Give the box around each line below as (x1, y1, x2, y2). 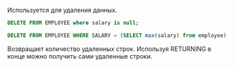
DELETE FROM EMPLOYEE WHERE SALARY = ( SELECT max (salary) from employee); (7, 31, 230, 39)
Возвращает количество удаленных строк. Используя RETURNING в (7, 45, 212, 53)
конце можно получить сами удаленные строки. (7, 52, 152, 60)
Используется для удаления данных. (7, 6, 117, 14)
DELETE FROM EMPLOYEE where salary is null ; (7, 20, 139, 27)
